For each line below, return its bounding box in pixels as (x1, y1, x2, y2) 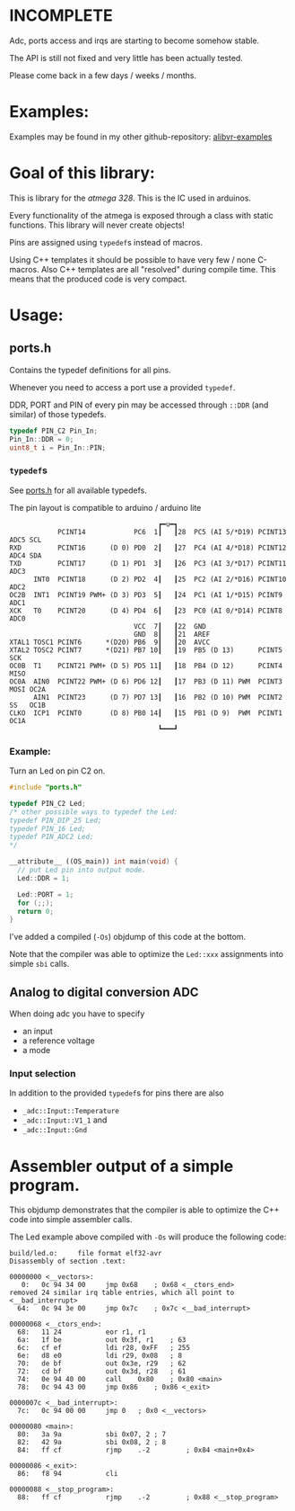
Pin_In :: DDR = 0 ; (9, 434, 74, 443)
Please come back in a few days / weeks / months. (9, 69, 197, 81)
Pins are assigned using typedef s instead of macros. (9, 237, 204, 247)
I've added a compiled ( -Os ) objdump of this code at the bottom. (9, 932, 247, 943)
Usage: (9, 305, 65, 325)
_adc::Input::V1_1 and (22, 1114, 108, 1125)
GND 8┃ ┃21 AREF (133, 630, 211, 639)
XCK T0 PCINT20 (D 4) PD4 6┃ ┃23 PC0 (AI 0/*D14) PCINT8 (9, 606, 282, 615)
